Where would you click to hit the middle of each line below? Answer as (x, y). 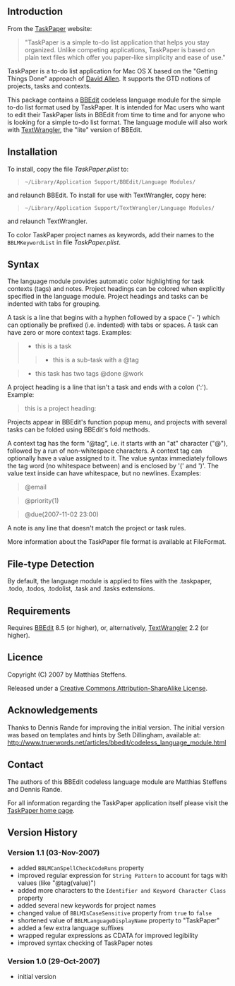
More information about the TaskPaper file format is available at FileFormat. (117, 542)
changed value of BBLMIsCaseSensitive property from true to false (115, 913)
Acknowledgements (53, 710)
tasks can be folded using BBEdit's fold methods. (79, 429)
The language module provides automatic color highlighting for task (106, 281)
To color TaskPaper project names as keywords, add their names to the (111, 234)
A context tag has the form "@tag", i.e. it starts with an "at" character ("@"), (117, 444)
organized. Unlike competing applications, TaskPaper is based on (120, 49)
